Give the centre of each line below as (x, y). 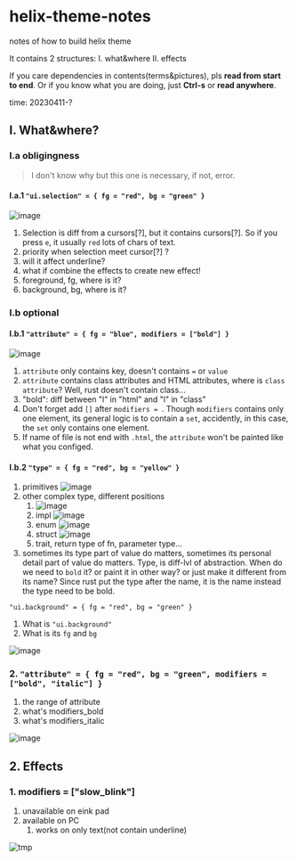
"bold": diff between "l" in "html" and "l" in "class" (114, 399)
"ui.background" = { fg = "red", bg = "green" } (101, 608)
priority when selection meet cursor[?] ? (95, 251)
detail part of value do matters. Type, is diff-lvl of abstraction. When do (152, 562)
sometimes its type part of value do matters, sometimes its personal (147, 553)
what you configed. (57, 447)
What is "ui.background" (67, 624)
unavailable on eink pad (65, 811)
